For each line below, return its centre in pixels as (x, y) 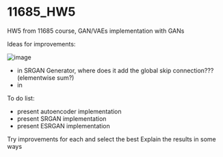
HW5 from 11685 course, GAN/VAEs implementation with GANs (96, 31)
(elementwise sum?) (45, 77)
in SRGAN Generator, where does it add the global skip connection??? (115, 70)
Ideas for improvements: (41, 44)
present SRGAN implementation (62, 118)
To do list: (21, 98)
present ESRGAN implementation (64, 126)
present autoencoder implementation (69, 111)
